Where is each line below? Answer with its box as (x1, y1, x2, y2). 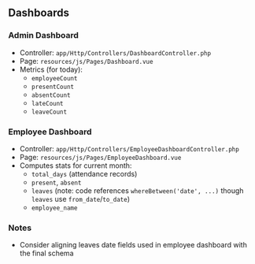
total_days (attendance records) (31, 169, 138, 178)
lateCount (31, 99, 65, 107)
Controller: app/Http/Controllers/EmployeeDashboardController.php (19, 143, 240, 153)
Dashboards (8, 6, 69, 20)
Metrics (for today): (19, 65, 83, 74)
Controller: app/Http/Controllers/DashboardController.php (19, 47, 211, 58)
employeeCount (31, 74, 78, 82)
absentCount (31, 91, 71, 99)
